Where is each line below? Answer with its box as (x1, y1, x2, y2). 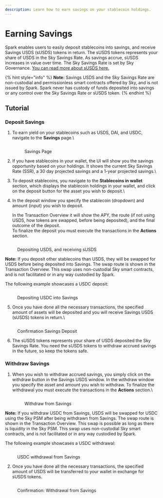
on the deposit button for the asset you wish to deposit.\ (12, 188, 125, 194)
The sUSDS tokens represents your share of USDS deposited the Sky (12, 338, 151, 344)
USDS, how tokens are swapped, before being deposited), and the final (12, 217, 155, 223)
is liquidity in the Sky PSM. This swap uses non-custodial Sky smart (5, 425, 141, 431)
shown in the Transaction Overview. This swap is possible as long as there (5, 420, 154, 426)
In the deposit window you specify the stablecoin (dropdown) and (12, 198, 145, 204)
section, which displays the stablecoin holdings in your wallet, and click (12, 183, 156, 189)
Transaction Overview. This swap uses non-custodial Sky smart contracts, (5, 267, 154, 272)
